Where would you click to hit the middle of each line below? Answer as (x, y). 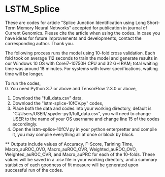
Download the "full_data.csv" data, (47, 98)
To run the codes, (23, 83)
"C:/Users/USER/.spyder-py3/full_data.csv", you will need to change (82, 113)
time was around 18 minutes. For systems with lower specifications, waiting (82, 68)
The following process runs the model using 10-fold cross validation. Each (80, 53)
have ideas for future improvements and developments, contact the (73, 38)
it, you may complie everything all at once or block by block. (73, 134)
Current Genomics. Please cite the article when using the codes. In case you (83, 33)
